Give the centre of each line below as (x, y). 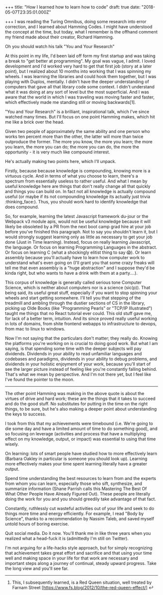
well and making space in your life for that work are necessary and (72, 558)
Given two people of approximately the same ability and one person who (78, 131)
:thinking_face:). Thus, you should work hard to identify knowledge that (76, 202)
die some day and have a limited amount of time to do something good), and (81, 429)
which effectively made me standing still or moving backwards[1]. (70, 102)
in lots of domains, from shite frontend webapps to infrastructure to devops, (81, 324)
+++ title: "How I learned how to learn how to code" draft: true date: (73, 7)
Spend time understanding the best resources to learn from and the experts (81, 478)
